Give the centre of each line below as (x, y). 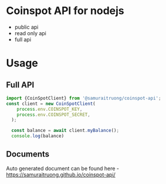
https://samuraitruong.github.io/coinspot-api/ (61, 175)
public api (26, 27)
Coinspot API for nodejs (65, 11)
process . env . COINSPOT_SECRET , (54, 115)
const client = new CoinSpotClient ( (51, 104)
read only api (31, 33)
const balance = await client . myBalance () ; (65, 131)
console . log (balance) (38, 136)
